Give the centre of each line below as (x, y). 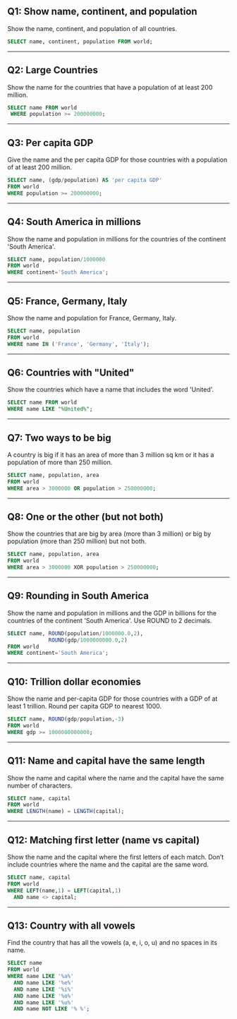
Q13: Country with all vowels (71, 925)
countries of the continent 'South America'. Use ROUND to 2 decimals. (110, 620)
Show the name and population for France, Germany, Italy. (92, 318)
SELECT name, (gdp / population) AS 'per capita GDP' (85, 180)
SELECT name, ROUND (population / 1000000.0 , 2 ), (75, 633)
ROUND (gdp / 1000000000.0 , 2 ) (88, 640)
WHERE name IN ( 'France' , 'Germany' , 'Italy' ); (79, 344)
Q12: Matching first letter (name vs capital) (103, 840)
